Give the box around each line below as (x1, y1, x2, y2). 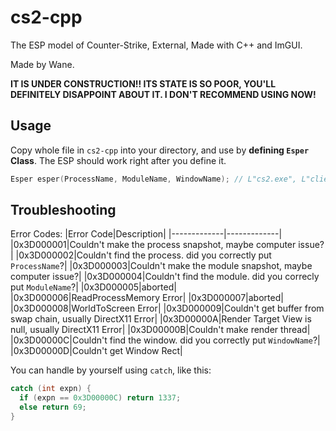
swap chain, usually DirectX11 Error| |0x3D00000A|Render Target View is (10, 313, 312, 325)
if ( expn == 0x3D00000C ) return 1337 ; (19, 393, 182, 403)
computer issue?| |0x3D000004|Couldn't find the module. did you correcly (10, 271, 320, 283)
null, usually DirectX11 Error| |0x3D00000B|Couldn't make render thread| (10, 324, 311, 336)
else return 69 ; (19, 402, 87, 413)
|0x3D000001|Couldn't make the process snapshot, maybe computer (10, 239, 297, 251)
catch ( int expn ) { (10, 384, 92, 394)
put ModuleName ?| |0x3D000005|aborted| (10, 281, 177, 293)
